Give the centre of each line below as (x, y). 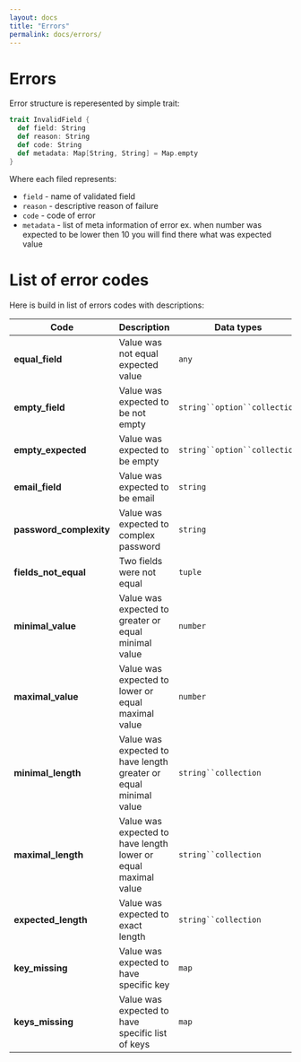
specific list (143, 1032)
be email (137, 498)
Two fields (141, 561)
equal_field (38, 359)
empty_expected (50, 449)
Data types (238, 326)
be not (132, 413)
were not (138, 572)
